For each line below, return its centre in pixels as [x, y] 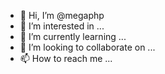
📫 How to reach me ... [66, 58]
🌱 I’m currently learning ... [73, 36]
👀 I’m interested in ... [62, 26]
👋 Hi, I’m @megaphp [62, 15]
